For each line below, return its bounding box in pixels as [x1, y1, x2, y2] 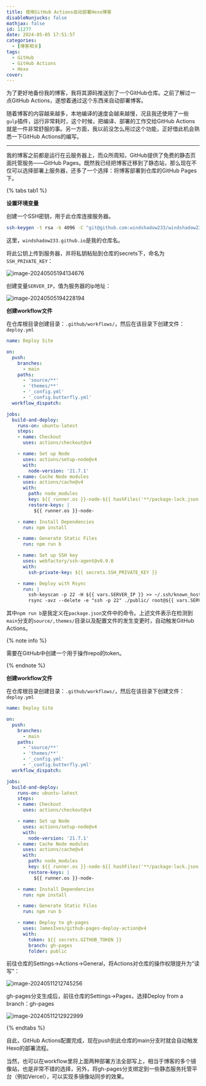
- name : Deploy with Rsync [17, 580, 86, 587]
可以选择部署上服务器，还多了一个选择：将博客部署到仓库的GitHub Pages [11, 167, 197, 175]
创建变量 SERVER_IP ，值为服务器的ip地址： [6, 283, 112, 290]
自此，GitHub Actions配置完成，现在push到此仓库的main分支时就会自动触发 [6, 1037, 198, 1044]
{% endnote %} [6, 662, 46, 669]
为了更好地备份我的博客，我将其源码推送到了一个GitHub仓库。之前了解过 [6, 89, 191, 97]
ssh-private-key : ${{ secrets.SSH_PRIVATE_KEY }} [28, 569, 158, 575]
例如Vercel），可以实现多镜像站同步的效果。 [17, 1073, 128, 1080]
